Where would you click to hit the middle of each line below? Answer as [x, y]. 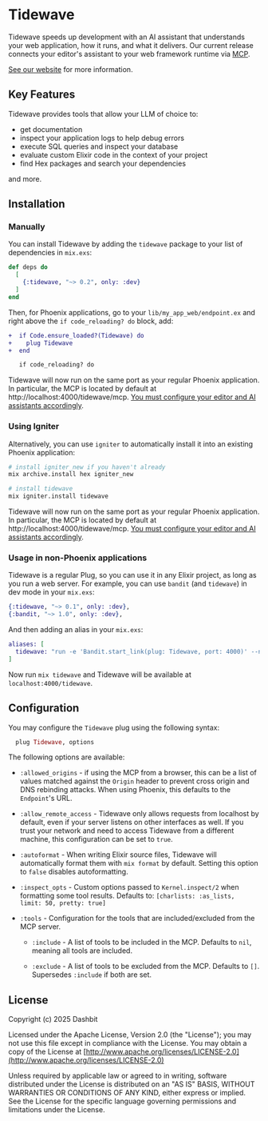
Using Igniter [34, 426]
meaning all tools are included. [82, 951]
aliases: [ [26, 645]
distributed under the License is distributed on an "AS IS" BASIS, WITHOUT [132, 1084]
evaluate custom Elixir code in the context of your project [114, 154]
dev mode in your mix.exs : [51, 592]
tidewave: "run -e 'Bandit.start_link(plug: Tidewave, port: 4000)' [132, 652]
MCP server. [40, 927]
